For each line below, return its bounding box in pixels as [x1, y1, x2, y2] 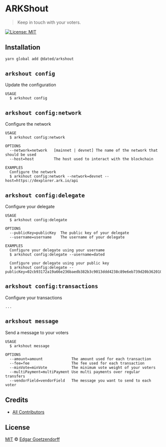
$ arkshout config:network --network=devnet [9, 174, 103, 179]
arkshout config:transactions [5, 283, 98, 290]
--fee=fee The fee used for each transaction [9, 360, 145, 366]
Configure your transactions [5, 295, 63, 301]
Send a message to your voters [5, 329, 69, 335]
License [5, 423, 30, 432]
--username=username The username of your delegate [9, 235, 125, 240]
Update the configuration [5, 82, 56, 88]
